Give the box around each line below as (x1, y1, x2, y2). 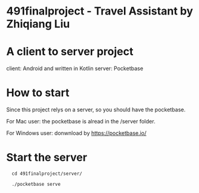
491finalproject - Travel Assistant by (6, 4, 194, 18)
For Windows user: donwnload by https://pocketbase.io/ (6, 129, 147, 137)
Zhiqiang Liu (6, 17, 70, 31)
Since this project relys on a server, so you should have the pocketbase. (6, 106, 186, 113)
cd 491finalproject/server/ (11, 171, 83, 177)
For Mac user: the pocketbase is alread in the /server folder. (6, 118, 155, 125)
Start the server (6, 151, 88, 165)
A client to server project (6, 45, 134, 59)
